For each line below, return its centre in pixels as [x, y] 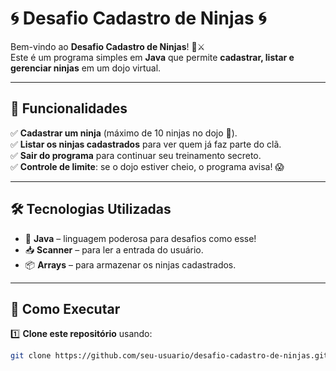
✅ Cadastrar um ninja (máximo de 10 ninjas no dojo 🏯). [124, 133]
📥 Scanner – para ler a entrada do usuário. [114, 249]
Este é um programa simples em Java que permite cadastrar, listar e [152, 57]
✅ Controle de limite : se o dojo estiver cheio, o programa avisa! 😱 [147, 166]
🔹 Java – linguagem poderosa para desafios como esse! [140, 238]
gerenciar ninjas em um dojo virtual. [86, 68]
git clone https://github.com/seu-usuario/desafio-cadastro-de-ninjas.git [169, 356]
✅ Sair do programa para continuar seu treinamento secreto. [136, 155]
